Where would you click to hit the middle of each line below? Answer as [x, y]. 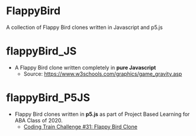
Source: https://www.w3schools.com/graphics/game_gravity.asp [103, 74]
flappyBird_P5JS [48, 98]
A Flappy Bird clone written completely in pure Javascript [85, 67]
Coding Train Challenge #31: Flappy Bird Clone [81, 127]
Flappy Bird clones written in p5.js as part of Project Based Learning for [102, 114]
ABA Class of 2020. [39, 120]
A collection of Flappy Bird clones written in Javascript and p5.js [84, 27]
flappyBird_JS [41, 51]
